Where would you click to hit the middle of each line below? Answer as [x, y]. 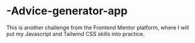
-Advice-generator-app [67, 11]
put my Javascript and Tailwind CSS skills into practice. [75, 33]
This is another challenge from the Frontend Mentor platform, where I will [98, 27]
